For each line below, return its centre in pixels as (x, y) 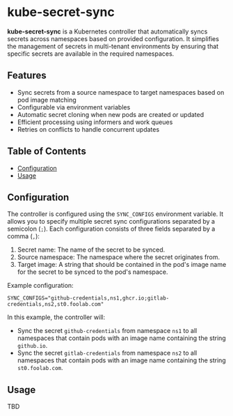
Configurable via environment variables (74, 107)
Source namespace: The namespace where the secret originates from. (119, 257)
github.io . (32, 346)
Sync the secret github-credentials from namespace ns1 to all (107, 331)
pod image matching (47, 100)
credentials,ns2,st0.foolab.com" (56, 305)
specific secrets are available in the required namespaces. (91, 54)
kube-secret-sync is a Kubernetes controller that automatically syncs (107, 31)
